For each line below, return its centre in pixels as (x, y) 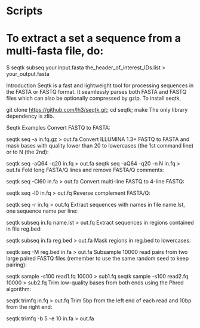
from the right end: (29, 307)
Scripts (24, 11)
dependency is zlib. (30, 116)
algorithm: (19, 289)
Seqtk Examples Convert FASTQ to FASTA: (58, 128)
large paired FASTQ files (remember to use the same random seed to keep (98, 259)
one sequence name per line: (42, 211)
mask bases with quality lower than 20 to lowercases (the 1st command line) (100, 146)
